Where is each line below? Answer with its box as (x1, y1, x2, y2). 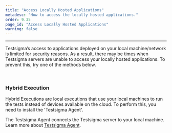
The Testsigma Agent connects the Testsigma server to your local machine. (5, 117, 165, 123)
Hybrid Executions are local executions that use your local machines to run (5, 96, 163, 102)
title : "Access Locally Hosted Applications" (5, 7, 104, 13)
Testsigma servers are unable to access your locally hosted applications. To (5, 56, 165, 62)
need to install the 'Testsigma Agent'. (5, 107, 83, 113)
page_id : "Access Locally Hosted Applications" (5, 21, 109, 27)
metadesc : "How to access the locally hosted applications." (5, 12, 139, 17)
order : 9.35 (5, 17, 31, 22)
